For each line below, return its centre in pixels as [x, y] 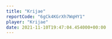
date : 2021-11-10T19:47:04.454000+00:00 [56, 27]
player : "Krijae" [27, 22]
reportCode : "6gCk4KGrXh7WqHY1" [45, 17]
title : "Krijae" [26, 11]
